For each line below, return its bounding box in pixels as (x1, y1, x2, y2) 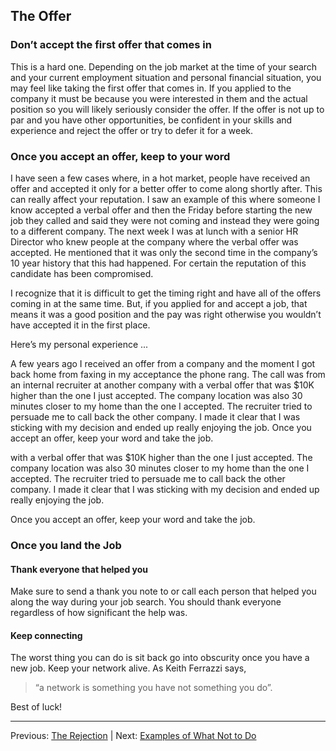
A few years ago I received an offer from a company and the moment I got (10, 357, 316, 369)
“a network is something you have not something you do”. (34, 682, 273, 694)
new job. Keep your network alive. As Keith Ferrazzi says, (10, 662, 247, 674)
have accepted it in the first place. (10, 319, 151, 331)
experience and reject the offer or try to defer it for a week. (10, 124, 254, 136)
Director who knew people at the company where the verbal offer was (10, 235, 299, 248)
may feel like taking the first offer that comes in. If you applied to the (10, 82, 292, 94)
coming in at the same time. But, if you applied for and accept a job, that (10, 297, 308, 309)
